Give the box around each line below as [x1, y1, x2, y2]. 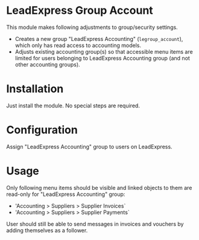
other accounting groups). [14, 61, 80, 68]
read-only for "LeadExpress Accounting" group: [6, 191, 125, 198]
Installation [6, 82, 64, 96]
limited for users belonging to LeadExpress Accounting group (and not [14, 54, 190, 62]
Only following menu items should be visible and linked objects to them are [6, 184, 192, 191]
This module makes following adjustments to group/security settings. [6, 24, 178, 31]
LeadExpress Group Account [6, 4, 154, 17]
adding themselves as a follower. [6, 227, 88, 234]
